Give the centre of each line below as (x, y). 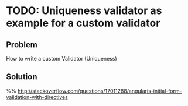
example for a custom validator (83, 23)
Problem (22, 45)
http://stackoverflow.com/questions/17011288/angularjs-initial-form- (100, 91)
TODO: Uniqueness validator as (84, 11)
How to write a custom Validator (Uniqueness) (61, 59)
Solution (22, 77)
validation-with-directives (37, 97)
